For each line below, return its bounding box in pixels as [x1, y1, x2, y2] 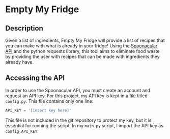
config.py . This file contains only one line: [5, 98, 94, 104]
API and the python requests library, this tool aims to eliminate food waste [5, 48, 160, 54]
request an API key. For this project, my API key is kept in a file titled [5, 93, 148, 99]
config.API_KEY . [5, 128, 39, 134]
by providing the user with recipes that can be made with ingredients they [5, 53, 160, 60]
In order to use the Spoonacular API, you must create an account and [5, 87, 150, 93]
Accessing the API [5, 74, 65, 82]
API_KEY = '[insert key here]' [5, 108, 72, 113]
